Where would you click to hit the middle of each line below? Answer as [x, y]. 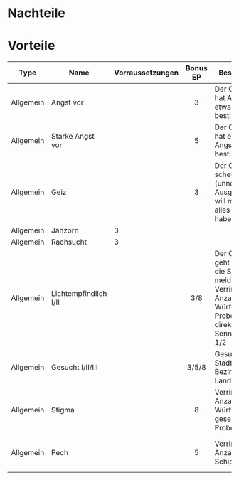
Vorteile [31, 46]
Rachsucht [69, 242]
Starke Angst [73, 137]
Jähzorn [65, 230]
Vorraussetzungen [146, 73]
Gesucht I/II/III [74, 368]
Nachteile [37, 13]
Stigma [63, 410]
